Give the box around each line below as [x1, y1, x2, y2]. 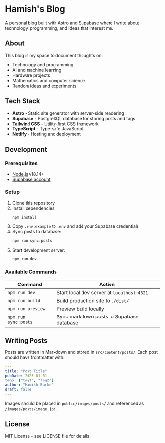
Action [99, 281, 115, 288]
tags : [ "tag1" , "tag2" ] [5, 378, 54, 382]
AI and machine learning [12, 67, 62, 73]
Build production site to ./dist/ [56, 297, 129, 304]
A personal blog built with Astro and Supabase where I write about [5, 20, 139, 26]
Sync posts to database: [12, 229, 61, 235]
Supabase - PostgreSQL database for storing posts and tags [12, 115, 136, 121]
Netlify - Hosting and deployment [12, 131, 81, 137]
